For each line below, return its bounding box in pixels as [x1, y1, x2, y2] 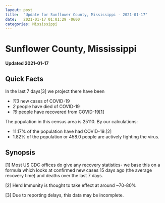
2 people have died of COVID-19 [12, 103, 80, 109]
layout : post [5, 7, 33, 13]
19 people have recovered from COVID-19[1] [12, 109, 104, 115]
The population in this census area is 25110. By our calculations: [5, 118, 138, 124]
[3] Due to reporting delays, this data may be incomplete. [5, 192, 124, 198]
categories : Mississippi [5, 21, 58, 27]
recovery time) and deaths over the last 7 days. [5, 172, 103, 178]
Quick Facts [5, 75, 44, 83]
